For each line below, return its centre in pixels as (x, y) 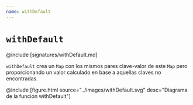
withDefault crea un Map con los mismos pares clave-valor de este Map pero (97, 66)
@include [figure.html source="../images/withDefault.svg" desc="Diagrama (97, 90)
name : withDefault (28, 11)
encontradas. (22, 78)
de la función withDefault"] (39, 96)
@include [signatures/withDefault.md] (52, 55)
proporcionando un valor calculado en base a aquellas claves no (84, 72)
